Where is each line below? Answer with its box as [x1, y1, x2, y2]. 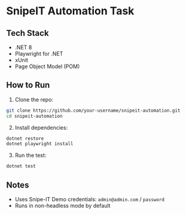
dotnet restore [6, 136, 44, 142]
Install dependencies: [14, 124, 68, 131]
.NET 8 [14, 44, 32, 51]
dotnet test [6, 163, 36, 170]
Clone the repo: [14, 96, 54, 103]
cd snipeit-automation [6, 113, 63, 119]
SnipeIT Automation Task [6, 4, 135, 18]
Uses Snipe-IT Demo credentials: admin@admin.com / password [14, 196, 164, 202]
